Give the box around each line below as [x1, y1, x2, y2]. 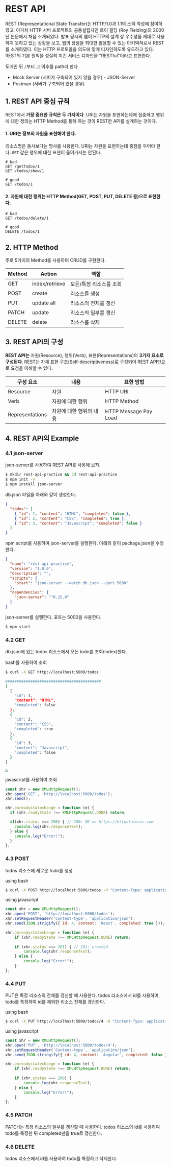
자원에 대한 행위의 [51, 407, 93, 414]
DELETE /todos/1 [5, 229, 40, 234]
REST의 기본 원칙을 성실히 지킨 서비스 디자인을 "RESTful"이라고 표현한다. [5, 52, 152, 59]
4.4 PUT [5, 980, 26, 987]
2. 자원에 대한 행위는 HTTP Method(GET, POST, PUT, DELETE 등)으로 [5, 193, 148, 199]
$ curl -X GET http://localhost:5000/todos [5, 670, 99, 675]
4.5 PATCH [5, 1111, 33, 1119]
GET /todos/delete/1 [5, 216, 49, 221]
